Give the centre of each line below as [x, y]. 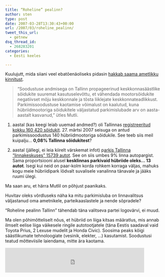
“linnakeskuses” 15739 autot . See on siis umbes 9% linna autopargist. [83, 155]
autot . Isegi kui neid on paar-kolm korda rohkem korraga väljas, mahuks [85, 166]
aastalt [24, 115]
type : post [16, 19]
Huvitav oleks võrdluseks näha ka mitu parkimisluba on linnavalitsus [74, 195]
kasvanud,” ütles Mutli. [55, 115]
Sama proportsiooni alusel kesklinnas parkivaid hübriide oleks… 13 [82, 161]
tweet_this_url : [22, 33]
